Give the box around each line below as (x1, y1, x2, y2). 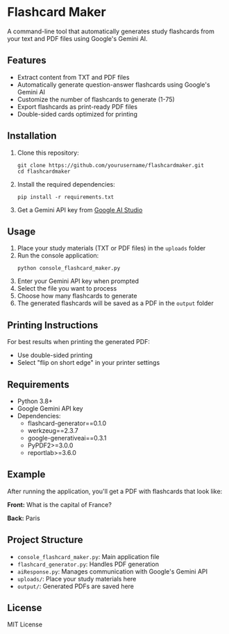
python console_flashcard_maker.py (17, 265, 121, 272)
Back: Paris (7, 514, 40, 522)
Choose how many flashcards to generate (17, 292, 137, 300)
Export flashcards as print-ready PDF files (17, 102, 137, 111)
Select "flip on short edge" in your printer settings (17, 359, 160, 367)
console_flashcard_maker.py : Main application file (17, 552, 160, 560)
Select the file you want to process (17, 284, 117, 293)
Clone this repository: (17, 148, 79, 157)
